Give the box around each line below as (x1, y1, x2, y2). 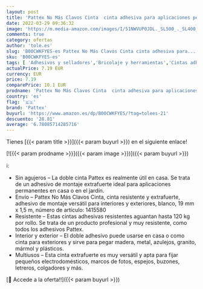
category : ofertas (6, 37, 53, 43)
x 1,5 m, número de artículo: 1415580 (14, 207, 107, 214)
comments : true (6, 32, 45, 38)
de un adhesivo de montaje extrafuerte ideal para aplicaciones (14, 181, 171, 188)
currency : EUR (6, 71, 42, 77)
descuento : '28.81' (6, 116, 56, 122)
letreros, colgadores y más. (14, 264, 83, 271)
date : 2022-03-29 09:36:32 (6, 20, 74, 26)
